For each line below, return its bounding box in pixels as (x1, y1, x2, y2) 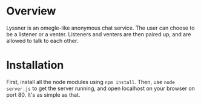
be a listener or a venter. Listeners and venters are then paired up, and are (6, 30, 191, 37)
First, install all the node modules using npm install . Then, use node (6, 78, 176, 85)
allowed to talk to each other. (6, 37, 79, 44)
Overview (6, 4, 56, 18)
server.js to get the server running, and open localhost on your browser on (6, 85, 196, 92)
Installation (6, 59, 64, 72)
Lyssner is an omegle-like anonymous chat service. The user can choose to (6, 24, 195, 31)
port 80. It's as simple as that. (6, 91, 81, 98)
